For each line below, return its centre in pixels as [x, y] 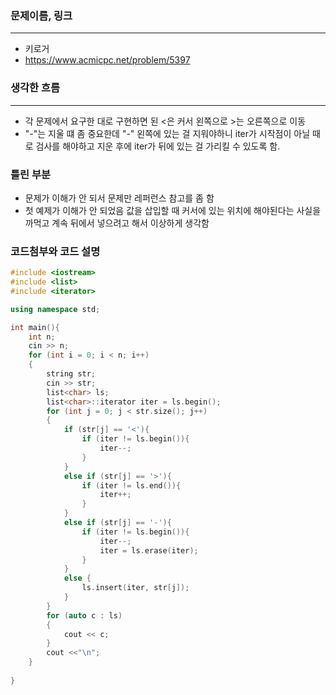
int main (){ [35, 327]
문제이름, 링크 [41, 15]
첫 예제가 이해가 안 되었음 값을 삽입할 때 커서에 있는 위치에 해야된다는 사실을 [173, 210]
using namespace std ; [55, 309]
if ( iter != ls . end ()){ [131, 485]
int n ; [42, 337]
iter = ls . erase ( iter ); [149, 550]
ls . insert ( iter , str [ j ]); [135, 588]
